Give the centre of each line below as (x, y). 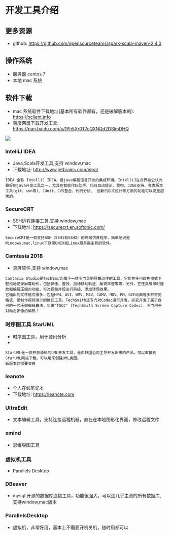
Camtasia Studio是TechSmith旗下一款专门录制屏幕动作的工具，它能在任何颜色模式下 (83, 278)
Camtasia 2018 (24, 256)
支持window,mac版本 (35, 502)
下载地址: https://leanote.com (43, 394)
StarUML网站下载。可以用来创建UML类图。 (43, 358)
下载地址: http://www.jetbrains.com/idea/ (56, 169)
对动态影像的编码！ (22, 311)
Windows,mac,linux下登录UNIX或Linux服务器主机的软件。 (59, 243)
